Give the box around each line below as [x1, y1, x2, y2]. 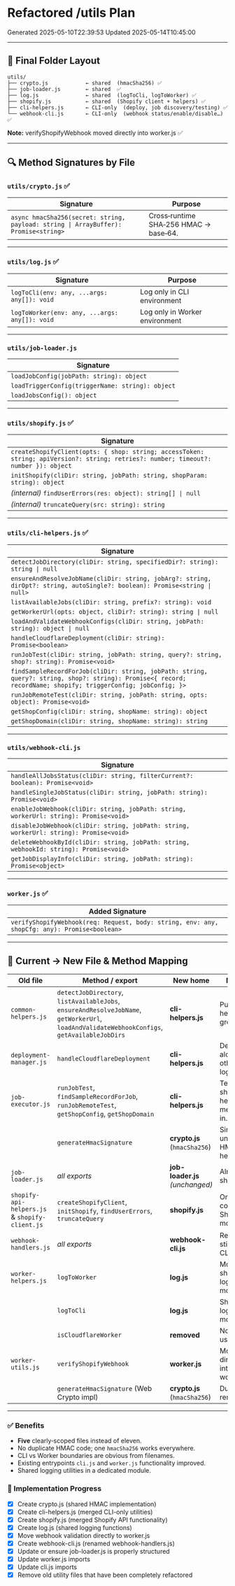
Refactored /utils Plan [7, 5, 136, 21]
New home [173, 976, 210, 986]
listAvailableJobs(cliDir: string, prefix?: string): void [10, 598, 212, 606]
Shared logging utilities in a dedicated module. [17, 1466, 152, 1475]
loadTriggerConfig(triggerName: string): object [10, 382, 176, 390]
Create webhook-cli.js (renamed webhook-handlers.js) [17, 1539, 175, 1548]
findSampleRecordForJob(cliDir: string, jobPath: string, [10, 667, 208, 675]
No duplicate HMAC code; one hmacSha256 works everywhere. [17, 1444, 196, 1452]
